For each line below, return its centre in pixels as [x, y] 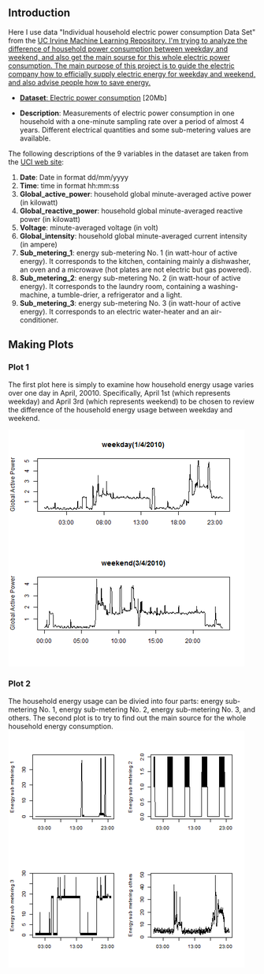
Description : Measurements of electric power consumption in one [127, 113]
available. [35, 138]
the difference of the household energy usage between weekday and [120, 409]
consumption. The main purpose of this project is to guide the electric [121, 66]
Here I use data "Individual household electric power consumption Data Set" [132, 32]
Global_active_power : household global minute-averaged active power [136, 194]
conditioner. [39, 320]
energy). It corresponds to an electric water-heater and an [114, 311]
